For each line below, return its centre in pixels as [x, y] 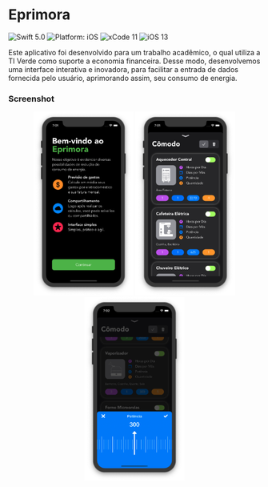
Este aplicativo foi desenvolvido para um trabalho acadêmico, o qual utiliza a [134, 52]
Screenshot [31, 99]
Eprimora [39, 15]
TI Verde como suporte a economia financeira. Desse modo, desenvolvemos [134, 61]
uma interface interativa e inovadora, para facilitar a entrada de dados [123, 69]
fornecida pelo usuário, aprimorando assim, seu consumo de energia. [123, 78]
